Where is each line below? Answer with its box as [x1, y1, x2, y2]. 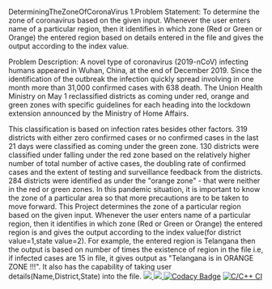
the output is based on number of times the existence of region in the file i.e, [8, 244, 264, 254]
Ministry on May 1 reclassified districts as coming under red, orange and [8, 91, 249, 100]
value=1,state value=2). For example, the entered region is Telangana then [8, 236, 256, 245]
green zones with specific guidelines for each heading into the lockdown [8, 100, 251, 109]
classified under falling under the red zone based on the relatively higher [8, 150, 251, 159]
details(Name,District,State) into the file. [8, 271, 142, 281]
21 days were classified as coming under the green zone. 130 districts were [8, 142, 259, 151]
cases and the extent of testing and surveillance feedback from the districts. [8, 168, 263, 176]
